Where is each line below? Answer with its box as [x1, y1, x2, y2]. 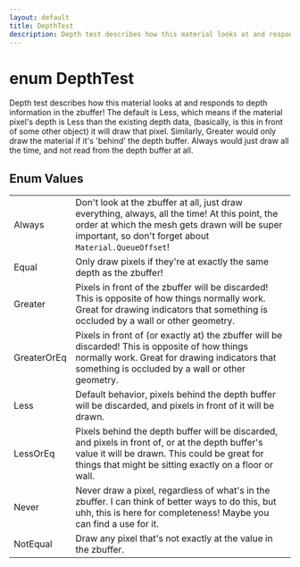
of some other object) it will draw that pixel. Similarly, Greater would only [9, 126, 277, 137]
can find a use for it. [75, 518, 159, 530]
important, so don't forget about [75, 229, 210, 242]
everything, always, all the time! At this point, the [75, 207, 279, 220]
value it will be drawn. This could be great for [75, 447, 264, 460]
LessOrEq [13, 447, 55, 460]
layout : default [9, 13, 70, 22]
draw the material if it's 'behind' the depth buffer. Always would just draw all [9, 136, 289, 146]
